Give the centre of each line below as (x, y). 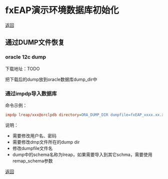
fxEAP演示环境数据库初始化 (62, 10)
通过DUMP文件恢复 (35, 42)
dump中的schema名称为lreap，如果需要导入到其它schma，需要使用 (82, 154)
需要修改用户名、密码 (34, 135)
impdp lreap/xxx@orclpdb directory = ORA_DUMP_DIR (57, 115)
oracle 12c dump (26, 57)
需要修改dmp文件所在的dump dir (46, 142)
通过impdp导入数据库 (31, 93)
